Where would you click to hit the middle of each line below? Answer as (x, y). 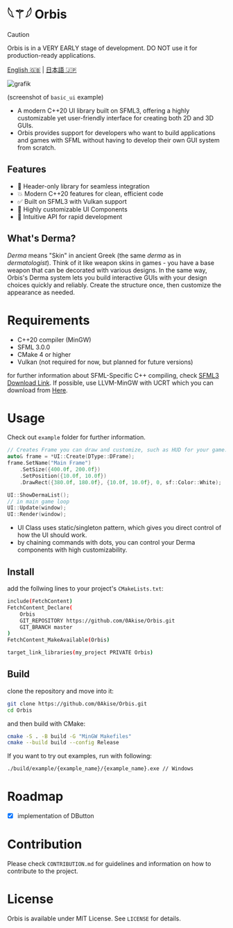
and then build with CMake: (46, 723)
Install (21, 571)
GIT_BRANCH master (46, 627)
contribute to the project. (43, 871)
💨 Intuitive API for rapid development (70, 216)
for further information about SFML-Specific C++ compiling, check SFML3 (113, 375)
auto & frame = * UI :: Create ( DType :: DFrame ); (71, 457)
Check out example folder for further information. (76, 438)
